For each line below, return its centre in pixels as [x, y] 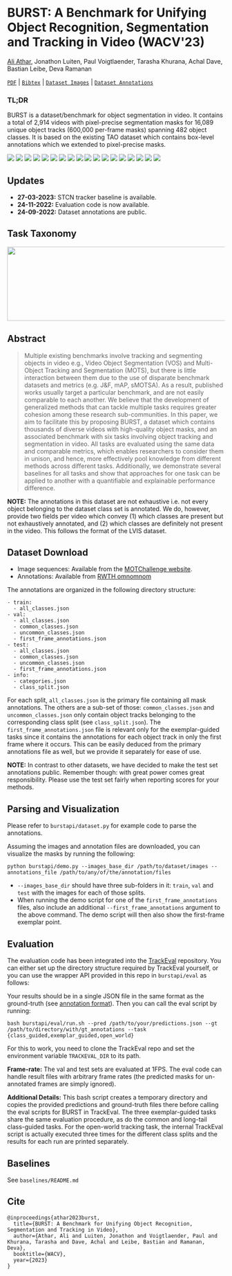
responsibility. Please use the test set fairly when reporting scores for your [113, 780]
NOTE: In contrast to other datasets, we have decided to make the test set [113, 765]
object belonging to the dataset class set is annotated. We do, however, [109, 509]
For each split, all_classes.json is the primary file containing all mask [107, 700]
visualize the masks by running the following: [71, 854]
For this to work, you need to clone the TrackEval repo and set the [101, 1049]
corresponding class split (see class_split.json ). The [84, 722]
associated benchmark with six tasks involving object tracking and [118, 436]
